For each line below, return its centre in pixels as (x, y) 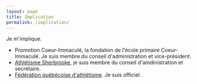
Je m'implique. (24, 39)
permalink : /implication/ (38, 22)
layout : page (22, 11)
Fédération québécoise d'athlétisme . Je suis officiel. (78, 75)
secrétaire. (28, 69)
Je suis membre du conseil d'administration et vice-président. (116, 57)
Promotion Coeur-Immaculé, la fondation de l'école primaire (87, 50)
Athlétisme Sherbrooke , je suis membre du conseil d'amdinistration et (99, 62)
